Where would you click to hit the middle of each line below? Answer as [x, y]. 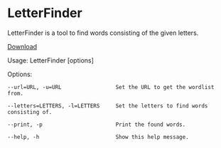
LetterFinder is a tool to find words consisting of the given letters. [103, 33]
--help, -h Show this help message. [98, 137]
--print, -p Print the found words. [97, 125]
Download [22, 46]
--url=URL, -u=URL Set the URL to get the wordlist [111, 87]
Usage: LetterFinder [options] [51, 60]
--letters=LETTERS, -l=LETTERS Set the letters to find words [108, 106]
